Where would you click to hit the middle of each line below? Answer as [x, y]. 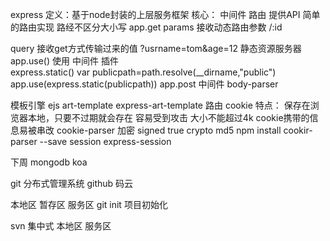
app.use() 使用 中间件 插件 [64, 61]
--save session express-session [105, 141]
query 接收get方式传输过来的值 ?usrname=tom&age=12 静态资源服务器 [156, 48]
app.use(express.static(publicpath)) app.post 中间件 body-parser [144, 84]
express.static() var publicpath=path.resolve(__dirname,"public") [143, 72]
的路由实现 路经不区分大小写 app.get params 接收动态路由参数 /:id [146, 27]
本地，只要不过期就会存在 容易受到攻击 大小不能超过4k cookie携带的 [168, 117]
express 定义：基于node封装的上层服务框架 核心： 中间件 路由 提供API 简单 [165, 14]
